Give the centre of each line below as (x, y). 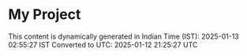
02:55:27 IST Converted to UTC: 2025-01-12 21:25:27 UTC (103, 44)
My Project (45, 15)
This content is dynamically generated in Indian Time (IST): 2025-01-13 (123, 36)
